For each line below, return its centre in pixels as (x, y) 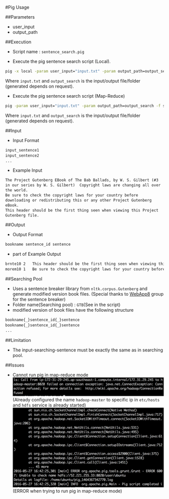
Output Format (28, 235)
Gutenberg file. (22, 216)
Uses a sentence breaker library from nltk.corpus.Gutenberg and (80, 289)
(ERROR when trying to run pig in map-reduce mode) (67, 491)
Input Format (26, 140)
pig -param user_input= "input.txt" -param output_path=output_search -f (83, 106)
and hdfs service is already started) (49, 405)
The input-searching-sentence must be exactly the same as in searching (88, 350)
